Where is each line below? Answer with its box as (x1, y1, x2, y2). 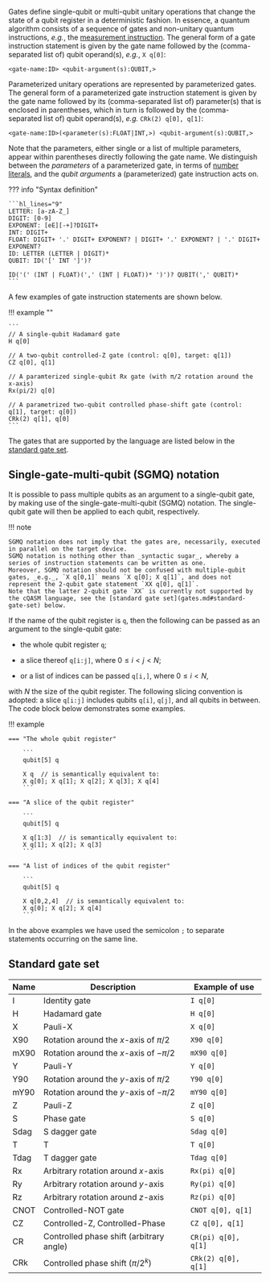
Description (89, 981, 137, 993)
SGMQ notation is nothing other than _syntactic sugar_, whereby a (8, 552, 239, 560)
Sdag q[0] (190, 1126, 228, 1136)
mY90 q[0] (190, 1088, 228, 1097)
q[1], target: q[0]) (8, 408, 78, 416)
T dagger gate (43, 1152, 97, 1163)
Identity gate (43, 995, 91, 1006)
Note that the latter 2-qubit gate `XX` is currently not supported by (8, 587, 253, 595)
